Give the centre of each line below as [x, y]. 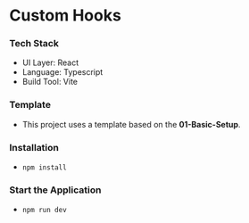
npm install [44, 168]
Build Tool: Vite [50, 82]
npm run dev [44, 211]
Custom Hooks [66, 16]
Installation [34, 147]
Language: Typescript [62, 72]
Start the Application [55, 190]
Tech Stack [34, 44]
